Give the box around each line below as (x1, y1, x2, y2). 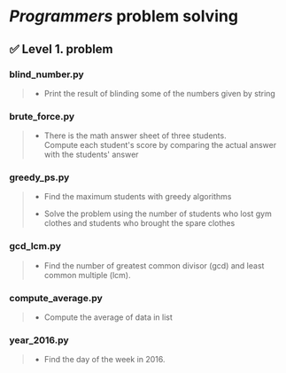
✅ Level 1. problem (9, 42, 113, 57)
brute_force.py (9, 110, 75, 122)
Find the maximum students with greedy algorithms (43, 191, 232, 202)
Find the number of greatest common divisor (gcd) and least (43, 260, 265, 271)
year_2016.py (9, 334, 69, 346)
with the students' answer (43, 149, 139, 160)
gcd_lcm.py (9, 240, 62, 253)
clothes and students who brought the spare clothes (43, 218, 236, 229)
